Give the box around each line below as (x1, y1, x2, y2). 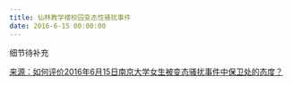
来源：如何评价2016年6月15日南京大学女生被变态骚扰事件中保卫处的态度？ (9, 66, 284, 77)
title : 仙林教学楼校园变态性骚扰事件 (9, 13, 132, 22)
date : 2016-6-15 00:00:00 (9, 21, 106, 30)
